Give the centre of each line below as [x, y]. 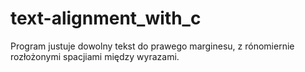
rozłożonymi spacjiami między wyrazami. [95, 56]
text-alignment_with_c [106, 18]
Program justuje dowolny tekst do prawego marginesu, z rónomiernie [152, 46]
